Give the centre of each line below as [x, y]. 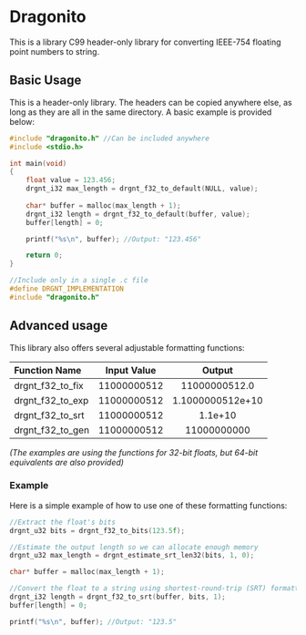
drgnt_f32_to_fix [49, 385]
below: [22, 121]
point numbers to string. [55, 51]
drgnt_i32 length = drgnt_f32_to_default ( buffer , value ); [138, 214]
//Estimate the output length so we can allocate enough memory [134, 547]
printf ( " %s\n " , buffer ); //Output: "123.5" [93, 621]
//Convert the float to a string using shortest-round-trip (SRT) [138, 589]
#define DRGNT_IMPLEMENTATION [67, 289]
